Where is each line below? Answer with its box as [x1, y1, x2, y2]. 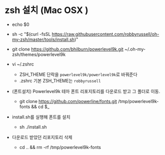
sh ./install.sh [19, 123, 47, 130]
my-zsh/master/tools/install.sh [11, 36, 75, 42]
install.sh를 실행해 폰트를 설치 [11, 113, 70, 120]
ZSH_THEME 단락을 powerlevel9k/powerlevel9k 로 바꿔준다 [19, 71, 138, 77]
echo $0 [11, 21, 29, 27]
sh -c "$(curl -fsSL [11, 31, 51, 37]
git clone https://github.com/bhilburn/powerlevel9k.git [11, 46, 123, 52]
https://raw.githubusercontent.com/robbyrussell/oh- [51, 31, 159, 37]
